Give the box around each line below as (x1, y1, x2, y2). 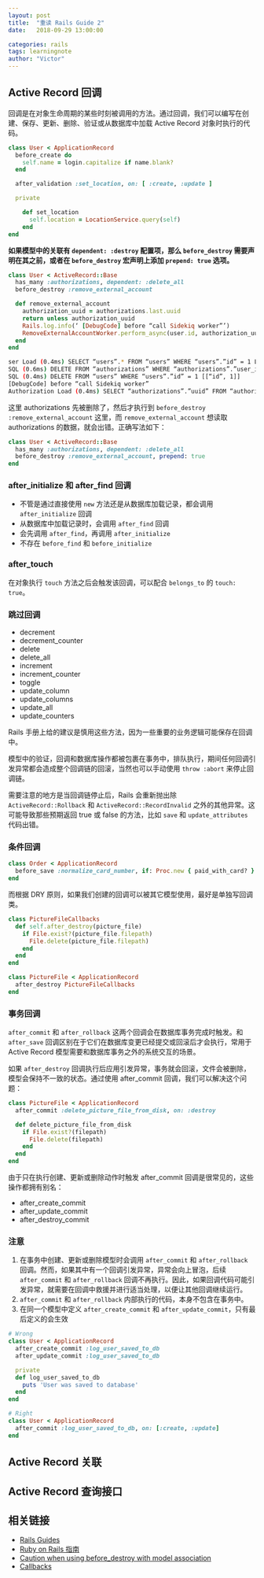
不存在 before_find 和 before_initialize (19, 538, 152, 548)
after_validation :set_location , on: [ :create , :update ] (15, 180, 213, 188)
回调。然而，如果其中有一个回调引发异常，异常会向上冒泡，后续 (19, 1265, 226, 1275)
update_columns (19, 694, 74, 704)
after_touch (8, 559, 53, 570)
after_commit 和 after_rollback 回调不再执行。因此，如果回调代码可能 (19, 1275, 248, 1284)
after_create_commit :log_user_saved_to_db (15, 1345, 159, 1353)
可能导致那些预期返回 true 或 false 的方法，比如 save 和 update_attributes (8, 810, 248, 819)
